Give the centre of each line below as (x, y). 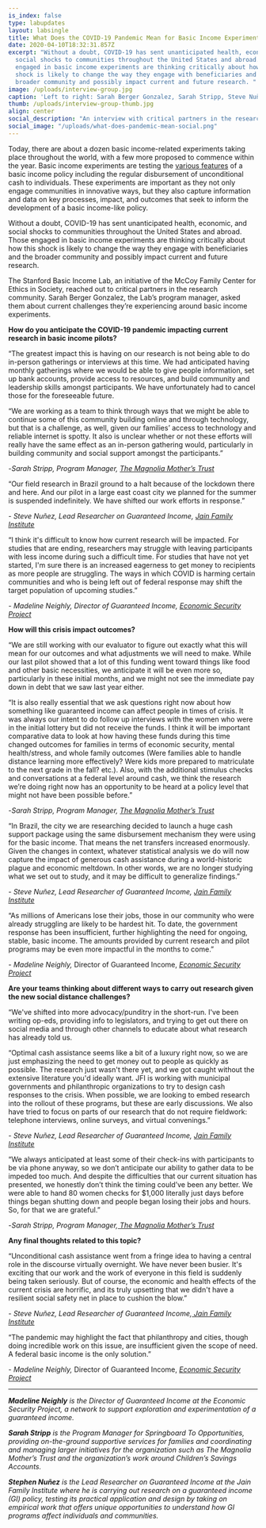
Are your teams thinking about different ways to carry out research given (131, 988)
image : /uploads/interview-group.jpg (70, 89)
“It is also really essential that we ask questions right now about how (120, 702)
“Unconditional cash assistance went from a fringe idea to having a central (130, 1256)
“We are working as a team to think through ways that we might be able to (129, 411)
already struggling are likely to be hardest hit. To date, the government (123, 924)
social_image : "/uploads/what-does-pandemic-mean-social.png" (113, 126)
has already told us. (40, 1037)
